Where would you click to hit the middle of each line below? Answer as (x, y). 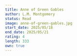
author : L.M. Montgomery (30, 14)
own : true (15, 46)
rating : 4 (15, 37)
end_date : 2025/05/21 (27, 32)
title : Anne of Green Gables (34, 9)
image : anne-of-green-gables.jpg (39, 23)
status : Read (18, 19)
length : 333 (17, 41)
